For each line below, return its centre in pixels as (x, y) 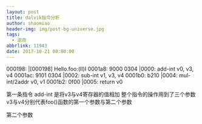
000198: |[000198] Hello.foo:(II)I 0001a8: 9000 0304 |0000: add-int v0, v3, (100, 69)
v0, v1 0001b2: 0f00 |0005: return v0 (77, 81)
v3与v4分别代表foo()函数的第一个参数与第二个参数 (69, 102)
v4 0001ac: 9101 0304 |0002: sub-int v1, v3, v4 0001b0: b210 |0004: (92, 75)
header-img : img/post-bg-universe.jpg (55, 29)
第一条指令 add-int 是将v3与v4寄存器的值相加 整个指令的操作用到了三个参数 (101, 94)
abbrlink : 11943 (27, 46)
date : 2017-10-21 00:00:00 (40, 52)
